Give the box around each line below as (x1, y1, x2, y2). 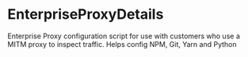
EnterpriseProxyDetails (7, 5, 164, 23)
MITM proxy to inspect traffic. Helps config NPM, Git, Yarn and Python (7, 39, 237, 48)
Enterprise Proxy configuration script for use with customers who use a (7, 31, 241, 41)
